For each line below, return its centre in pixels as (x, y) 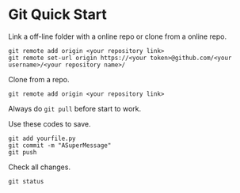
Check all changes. (40, 167)
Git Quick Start (57, 15)
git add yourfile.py (42, 138)
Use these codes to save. (50, 123)
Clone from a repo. (39, 79)
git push (23, 152)
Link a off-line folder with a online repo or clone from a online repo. (118, 36)
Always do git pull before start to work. (75, 108)
